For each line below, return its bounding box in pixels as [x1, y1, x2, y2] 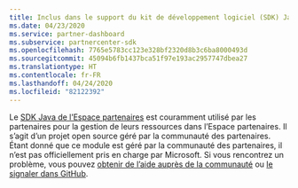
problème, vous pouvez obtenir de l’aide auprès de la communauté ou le [9, 159, 273, 169]
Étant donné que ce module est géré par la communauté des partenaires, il [9, 139, 283, 151]
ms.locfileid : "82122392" [9, 87, 105, 96]
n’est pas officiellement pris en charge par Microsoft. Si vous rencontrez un [9, 149, 285, 160]
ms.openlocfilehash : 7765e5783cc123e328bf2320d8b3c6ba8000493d [9, 46, 248, 55]
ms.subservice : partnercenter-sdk [9, 37, 137, 47]
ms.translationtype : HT [9, 63, 98, 72]
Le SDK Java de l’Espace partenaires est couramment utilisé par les [9, 112, 257, 122]
